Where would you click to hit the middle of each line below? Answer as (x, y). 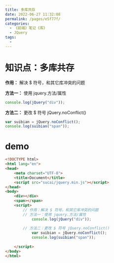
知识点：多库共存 (40, 68)
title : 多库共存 (20, 10)
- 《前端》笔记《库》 (28, 28)
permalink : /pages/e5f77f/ (33, 19)
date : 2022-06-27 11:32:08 (33, 14)
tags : (11, 38)
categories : (17, 23)
